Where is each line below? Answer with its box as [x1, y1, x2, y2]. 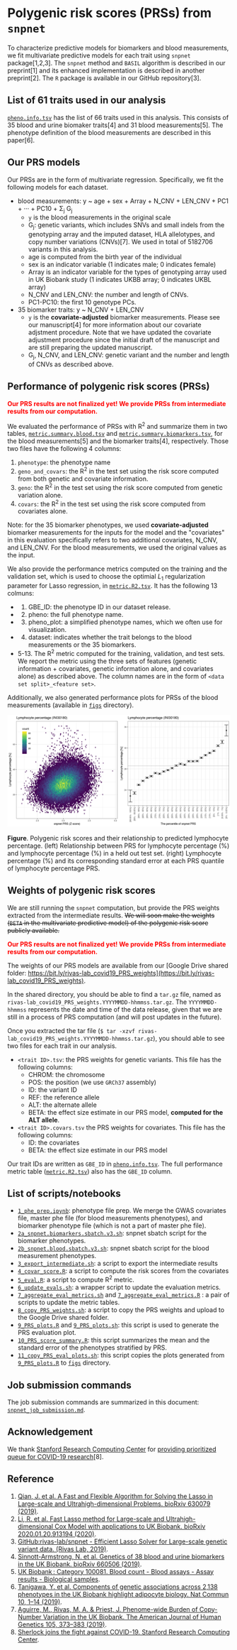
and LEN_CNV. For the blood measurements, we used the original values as [7, 543, 227, 552]
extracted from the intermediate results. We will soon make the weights [7, 911, 215, 919]
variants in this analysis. [28, 245, 98, 253]
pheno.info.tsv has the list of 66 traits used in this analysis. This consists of [7, 113, 229, 121]
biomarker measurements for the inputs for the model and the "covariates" [7, 528, 225, 537]
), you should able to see [153, 1034, 225, 1042]
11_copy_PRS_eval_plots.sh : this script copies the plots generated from [17, 1351, 225, 1360]
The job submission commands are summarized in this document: [7, 1397, 200, 1406]
